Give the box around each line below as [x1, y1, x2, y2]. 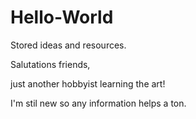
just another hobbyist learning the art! [10, 77, 166, 90]
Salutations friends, [10, 58, 91, 70]
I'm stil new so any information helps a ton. [10, 97, 187, 109]
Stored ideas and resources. [10, 39, 127, 51]
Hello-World [10, 6, 114, 29]
